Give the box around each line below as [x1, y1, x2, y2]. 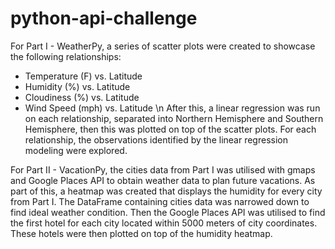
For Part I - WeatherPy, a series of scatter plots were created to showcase [10, 40, 316, 52]
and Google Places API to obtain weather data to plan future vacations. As [10, 174, 316, 186]
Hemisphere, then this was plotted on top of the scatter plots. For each [24, 123, 317, 135]
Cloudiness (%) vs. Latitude [24, 91, 140, 103]
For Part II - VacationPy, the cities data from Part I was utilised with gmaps [10, 163, 316, 176]
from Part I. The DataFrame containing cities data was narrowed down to [10, 195, 310, 207]
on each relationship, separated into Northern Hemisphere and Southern [24, 112, 324, 124]
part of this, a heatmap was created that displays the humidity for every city [10, 185, 323, 197]
